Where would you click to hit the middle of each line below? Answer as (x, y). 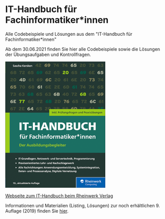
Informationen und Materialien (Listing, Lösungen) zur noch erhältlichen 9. (83, 205)
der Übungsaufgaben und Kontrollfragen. (48, 54)
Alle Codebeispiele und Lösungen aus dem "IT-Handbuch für (69, 34)
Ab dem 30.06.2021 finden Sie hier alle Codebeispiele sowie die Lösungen (83, 49)
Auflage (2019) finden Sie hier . (37, 211)
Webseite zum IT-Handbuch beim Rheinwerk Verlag (59, 196)
